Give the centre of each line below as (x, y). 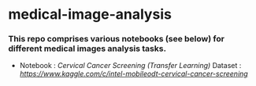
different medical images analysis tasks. (87, 48)
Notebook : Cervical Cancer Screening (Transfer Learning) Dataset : (130, 66)
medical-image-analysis (90, 14)
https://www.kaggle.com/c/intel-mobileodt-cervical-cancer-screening (134, 74)
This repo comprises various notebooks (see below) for (116, 39)
